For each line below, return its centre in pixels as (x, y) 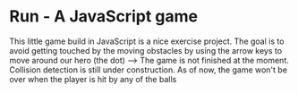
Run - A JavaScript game (104, 17)
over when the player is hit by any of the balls (93, 79)
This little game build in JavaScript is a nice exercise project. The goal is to (147, 41)
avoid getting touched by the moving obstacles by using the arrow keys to (146, 50)
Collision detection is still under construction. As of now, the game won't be (149, 70)
